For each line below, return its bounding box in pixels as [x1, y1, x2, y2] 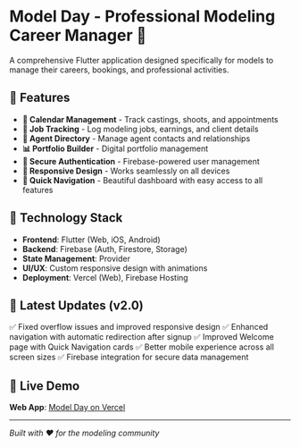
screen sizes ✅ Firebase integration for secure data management [9, 351, 249, 363]
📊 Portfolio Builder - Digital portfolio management [21, 143, 209, 154]
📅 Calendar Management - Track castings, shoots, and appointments [21, 114, 279, 124]
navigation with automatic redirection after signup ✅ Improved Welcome [9, 332, 274, 342]
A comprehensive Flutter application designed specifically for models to [9, 55, 274, 65]
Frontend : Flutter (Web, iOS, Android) [21, 234, 161, 245]
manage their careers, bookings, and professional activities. [9, 64, 229, 75]
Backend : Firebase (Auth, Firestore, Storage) [21, 243, 187, 254]
